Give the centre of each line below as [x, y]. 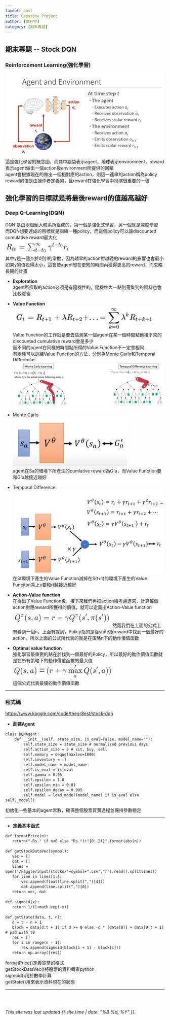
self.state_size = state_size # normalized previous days [86, 744]
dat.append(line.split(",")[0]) [55, 887]
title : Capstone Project [31, 16]
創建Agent [24, 724]
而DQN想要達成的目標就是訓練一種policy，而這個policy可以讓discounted [81, 231]
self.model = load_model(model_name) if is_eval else [81, 795]
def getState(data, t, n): [34, 917]
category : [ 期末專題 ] [27, 27]
